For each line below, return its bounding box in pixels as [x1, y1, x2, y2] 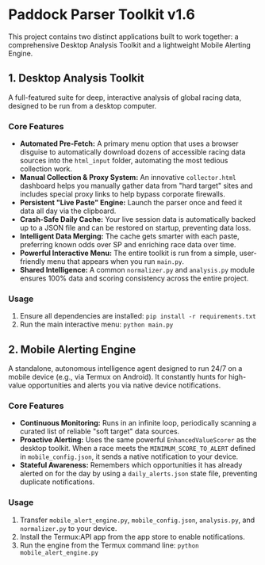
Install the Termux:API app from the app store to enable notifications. [19, 532, 245, 541]
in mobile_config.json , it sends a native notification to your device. [19, 452, 239, 461]
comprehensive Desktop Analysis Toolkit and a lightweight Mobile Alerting [8, 40, 252, 49]
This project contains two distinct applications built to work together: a [8, 32, 239, 41]
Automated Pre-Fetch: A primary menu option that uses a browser [19, 139, 240, 148]
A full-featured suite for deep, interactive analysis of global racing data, [8, 93, 242, 102]
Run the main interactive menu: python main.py [19, 319, 174, 330]
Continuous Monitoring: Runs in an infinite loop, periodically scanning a [19, 418, 256, 428]
